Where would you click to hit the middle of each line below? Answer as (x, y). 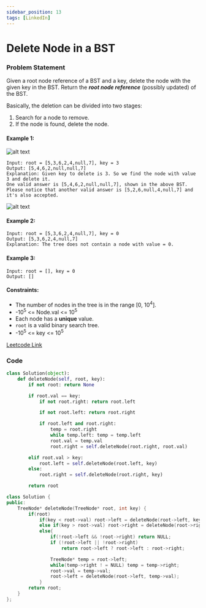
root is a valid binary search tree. (57, 325)
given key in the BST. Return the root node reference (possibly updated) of (101, 87)
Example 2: (21, 220)
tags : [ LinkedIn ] (29, 18)
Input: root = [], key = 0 (41, 271)
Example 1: (21, 138)
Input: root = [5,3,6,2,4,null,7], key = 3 (63, 163)
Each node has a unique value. (54, 319)
